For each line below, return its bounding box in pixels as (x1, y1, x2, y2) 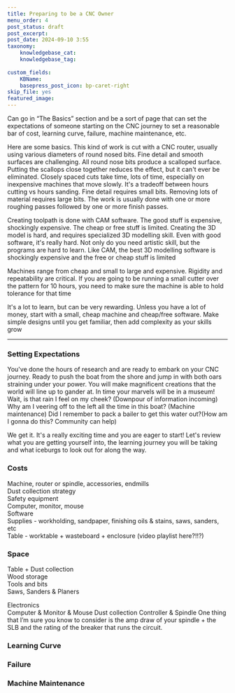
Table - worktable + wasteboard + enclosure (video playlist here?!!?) (7, 531, 204, 540)
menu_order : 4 (7, 17, 49, 24)
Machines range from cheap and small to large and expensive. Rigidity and (7, 267, 222, 275)
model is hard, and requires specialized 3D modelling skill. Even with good (7, 231, 222, 239)
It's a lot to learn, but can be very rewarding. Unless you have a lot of (7, 303, 206, 311)
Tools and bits (7, 579, 48, 588)
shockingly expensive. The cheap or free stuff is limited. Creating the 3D (7, 224, 216, 231)
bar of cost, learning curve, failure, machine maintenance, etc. (7, 129, 187, 137)
